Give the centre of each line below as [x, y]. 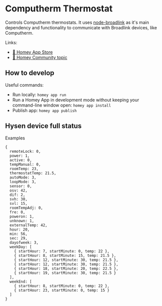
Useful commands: [24, 85]
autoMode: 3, [23, 177]
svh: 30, [19, 199]
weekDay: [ [21, 247]
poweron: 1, [22, 216]
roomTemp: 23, [24, 169]
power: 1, [20, 156]
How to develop [30, 73]
